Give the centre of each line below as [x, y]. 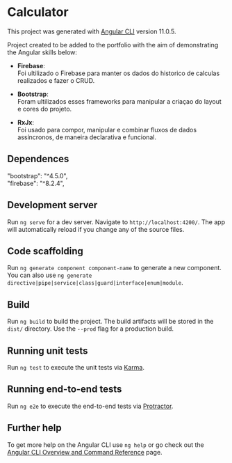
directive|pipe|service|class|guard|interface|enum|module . [95, 283]
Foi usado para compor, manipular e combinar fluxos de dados [107, 130]
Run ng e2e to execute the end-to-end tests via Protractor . [90, 406]
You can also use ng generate [50, 275]
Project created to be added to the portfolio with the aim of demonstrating [113, 45]
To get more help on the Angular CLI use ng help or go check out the [106, 445]
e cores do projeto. [44, 109]
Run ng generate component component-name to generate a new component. [115, 268]
